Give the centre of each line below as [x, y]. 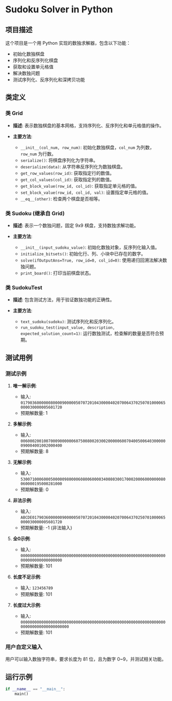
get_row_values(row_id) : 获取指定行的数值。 [67, 173]
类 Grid [14, 113]
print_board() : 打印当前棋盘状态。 [57, 273]
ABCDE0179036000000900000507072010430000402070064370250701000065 [93, 518]
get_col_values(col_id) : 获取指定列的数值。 [67, 179]
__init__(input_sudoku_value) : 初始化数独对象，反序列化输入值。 [90, 247]
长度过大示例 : [27, 605]
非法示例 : [22, 500]
